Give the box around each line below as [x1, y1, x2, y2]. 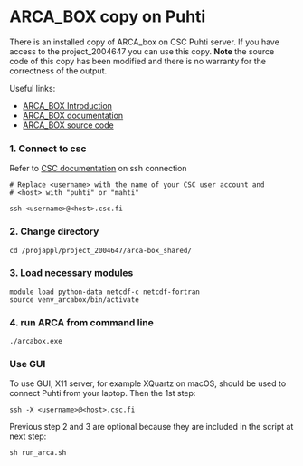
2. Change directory [9, 225, 99, 238]
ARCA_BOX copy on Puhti [9, 6, 206, 27]
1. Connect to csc [9, 142, 87, 155]
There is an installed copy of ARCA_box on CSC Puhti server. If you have [9, 36, 280, 47]
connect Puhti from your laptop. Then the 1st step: [9, 388, 196, 399]
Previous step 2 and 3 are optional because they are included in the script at [9, 422, 294, 432]
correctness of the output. [9, 65, 107, 76]
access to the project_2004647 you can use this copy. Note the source [9, 45, 275, 56]
